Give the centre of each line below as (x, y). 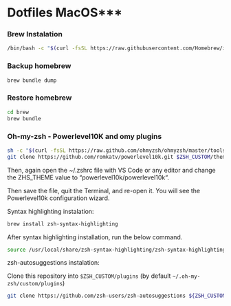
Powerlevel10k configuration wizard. (58, 198)
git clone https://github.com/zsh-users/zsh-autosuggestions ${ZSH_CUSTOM (117, 296)
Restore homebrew (40, 98)
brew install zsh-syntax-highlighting (63, 224)
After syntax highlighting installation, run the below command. (95, 237)
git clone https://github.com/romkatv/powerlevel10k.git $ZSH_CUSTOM (109, 157)
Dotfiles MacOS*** (65, 13)
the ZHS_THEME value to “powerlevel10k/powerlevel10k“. (88, 177)
